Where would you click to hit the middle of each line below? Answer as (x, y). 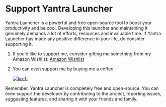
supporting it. (19, 44)
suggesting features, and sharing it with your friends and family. (71, 99)
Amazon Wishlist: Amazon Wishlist (48, 59)
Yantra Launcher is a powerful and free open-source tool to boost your (78, 23)
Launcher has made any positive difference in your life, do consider (75, 39)
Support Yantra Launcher (59, 9)
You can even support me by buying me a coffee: (63, 69)
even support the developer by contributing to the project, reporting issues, (84, 93)
